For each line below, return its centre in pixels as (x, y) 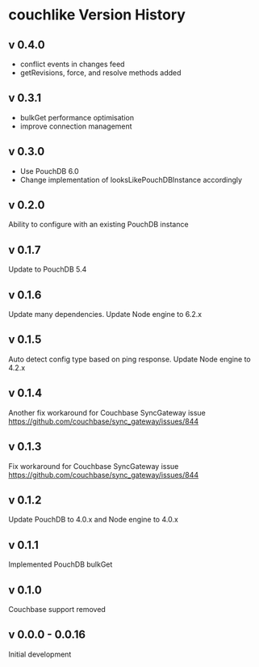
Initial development (40, 654)
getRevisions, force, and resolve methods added (100, 73)
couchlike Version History (97, 15)
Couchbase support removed (57, 609)
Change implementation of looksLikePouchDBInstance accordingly (131, 179)
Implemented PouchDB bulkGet (61, 564)
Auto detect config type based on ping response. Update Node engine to (130, 359)
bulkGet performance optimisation (77, 117)
